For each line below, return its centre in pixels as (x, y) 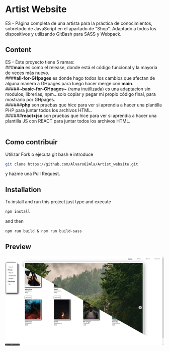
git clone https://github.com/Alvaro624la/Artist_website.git (72, 164)
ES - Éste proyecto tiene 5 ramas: (40, 62)
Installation (23, 189)
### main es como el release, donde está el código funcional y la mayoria (81, 67)
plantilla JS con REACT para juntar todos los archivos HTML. (68, 121)
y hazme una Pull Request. (33, 174)
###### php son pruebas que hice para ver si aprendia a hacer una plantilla (83, 105)
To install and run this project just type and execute (58, 202)
